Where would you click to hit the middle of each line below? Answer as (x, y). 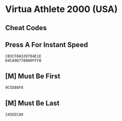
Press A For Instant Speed (47, 44)
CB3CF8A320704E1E (23, 56)
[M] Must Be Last (32, 103)
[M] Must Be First (33, 76)
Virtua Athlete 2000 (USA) (62, 9)
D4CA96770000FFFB (23, 61)
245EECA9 (14, 115)
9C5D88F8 (14, 88)
